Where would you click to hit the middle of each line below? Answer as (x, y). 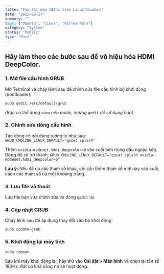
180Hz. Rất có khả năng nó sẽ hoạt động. (47, 266)
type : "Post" (18, 37)
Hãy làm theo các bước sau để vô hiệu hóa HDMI (80, 57)
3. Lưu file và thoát (28, 186)
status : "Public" (23, 32)
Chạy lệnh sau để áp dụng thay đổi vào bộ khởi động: (59, 221)
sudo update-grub (23, 229)
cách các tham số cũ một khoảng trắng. (45, 174)
